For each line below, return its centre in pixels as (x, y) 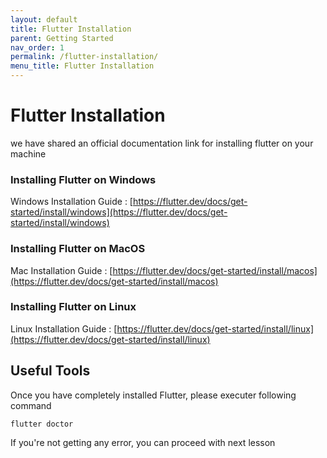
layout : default (44, 19)
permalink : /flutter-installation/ (84, 57)
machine (28, 153)
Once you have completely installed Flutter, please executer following (153, 395)
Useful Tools (50, 371)
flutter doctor (42, 424)
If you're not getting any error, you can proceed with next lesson (143, 442)
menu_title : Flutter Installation (82, 66)
